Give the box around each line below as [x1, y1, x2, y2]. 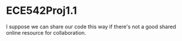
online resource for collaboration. [6, 29, 87, 36]
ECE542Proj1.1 [6, 4, 77, 17]
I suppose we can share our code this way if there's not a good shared [6, 23, 177, 30]
